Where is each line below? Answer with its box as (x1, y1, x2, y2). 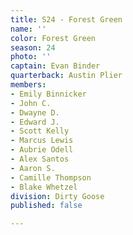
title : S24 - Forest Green (10, 14, 123, 25)
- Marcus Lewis (10, 136, 74, 146)
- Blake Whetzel (10, 182, 78, 192)
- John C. (10, 98, 52, 108)
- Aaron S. (10, 163, 56, 173)
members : (10, 80, 47, 90)
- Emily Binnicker (10, 89, 87, 99)
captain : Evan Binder (10, 61, 101, 71)
